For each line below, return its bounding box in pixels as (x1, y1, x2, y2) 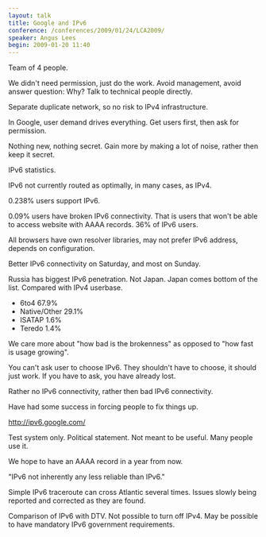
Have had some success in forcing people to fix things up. (8, 402, 199, 411)
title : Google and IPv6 (8, 19, 87, 27)
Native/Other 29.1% (19, 307, 84, 316)
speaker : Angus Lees (8, 33, 77, 42)
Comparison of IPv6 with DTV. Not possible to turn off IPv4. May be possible (8, 512, 258, 521)
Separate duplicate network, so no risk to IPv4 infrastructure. (8, 102, 209, 112)
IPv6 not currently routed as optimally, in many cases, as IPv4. (8, 180, 212, 191)
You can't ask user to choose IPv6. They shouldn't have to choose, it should (8, 363, 256, 373)
